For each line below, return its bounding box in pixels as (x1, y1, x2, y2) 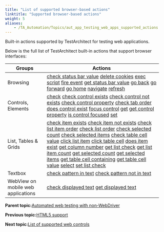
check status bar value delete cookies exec (46, 73, 146, 80)
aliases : (5, 20, 23, 26)
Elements (7, 105, 29, 112)
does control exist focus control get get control (46, 105, 154, 112)
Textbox (7, 170, 26, 177)
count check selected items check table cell (46, 132, 147, 138)
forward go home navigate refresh (46, 85, 125, 92)
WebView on (7, 178, 37, 185)
